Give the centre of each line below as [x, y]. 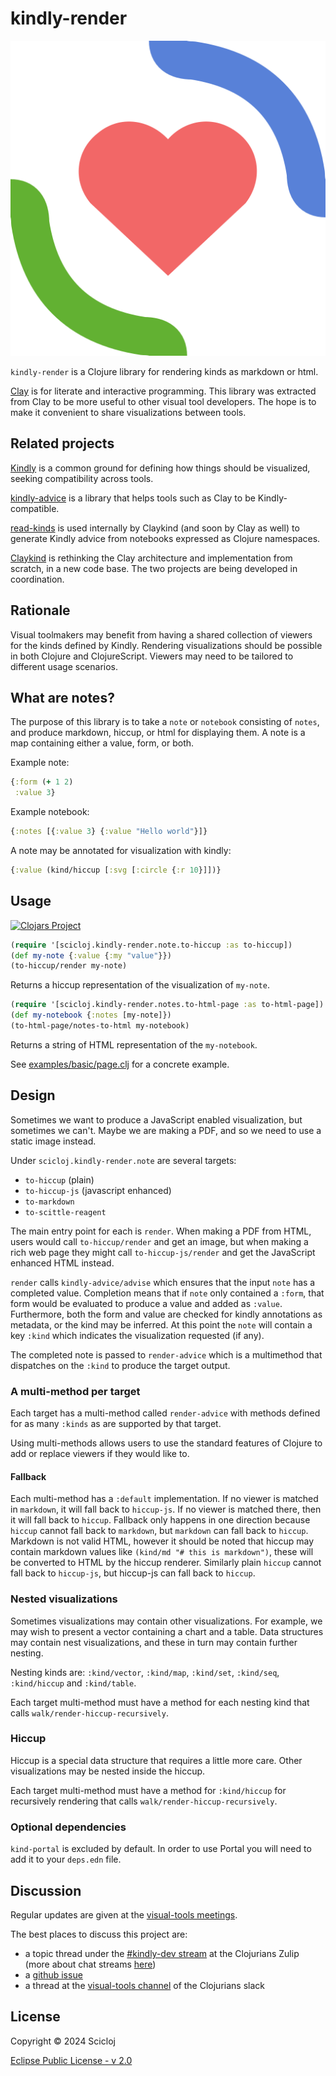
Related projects [62, 443]
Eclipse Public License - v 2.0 [71, 2060]
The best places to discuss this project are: [99, 1934]
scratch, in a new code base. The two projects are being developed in [154, 568]
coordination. [37, 579]
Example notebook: [50, 812]
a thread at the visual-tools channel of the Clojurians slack [144, 1985]
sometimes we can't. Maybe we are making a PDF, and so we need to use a [166, 1130]
